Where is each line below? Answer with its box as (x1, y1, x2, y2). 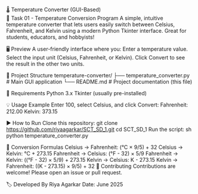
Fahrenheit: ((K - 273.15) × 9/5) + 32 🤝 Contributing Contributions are (6, 162, 176, 170)
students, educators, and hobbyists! (6, 33, 95, 40)
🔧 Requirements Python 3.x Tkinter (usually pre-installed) (6, 90, 147, 96)
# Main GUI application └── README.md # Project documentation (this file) (6, 78, 193, 85)
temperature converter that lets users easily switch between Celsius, (6, 21, 175, 28)
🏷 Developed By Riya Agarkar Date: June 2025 (6, 181, 123, 187)
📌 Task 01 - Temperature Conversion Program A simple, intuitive (6, 15, 163, 21)
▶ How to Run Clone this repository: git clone (6, 120, 118, 126)
